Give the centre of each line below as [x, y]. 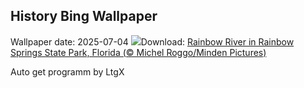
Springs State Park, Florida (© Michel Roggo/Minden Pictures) [138, 52]
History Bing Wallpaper [84, 16]
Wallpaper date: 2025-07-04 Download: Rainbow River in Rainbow [152, 41]
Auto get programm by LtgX [67, 71]
